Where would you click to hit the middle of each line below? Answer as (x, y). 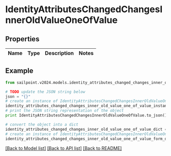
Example (19, 71)
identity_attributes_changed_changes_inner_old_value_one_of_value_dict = (86, 129)
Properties (22, 39)
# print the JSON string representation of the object (65, 111)
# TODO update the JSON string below (45, 92)
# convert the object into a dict (42, 124)
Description (59, 53)
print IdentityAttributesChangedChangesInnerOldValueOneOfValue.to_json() (86, 115)
